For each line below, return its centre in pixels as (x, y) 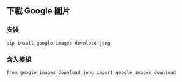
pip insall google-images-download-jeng (59, 43)
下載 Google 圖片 (38, 11)
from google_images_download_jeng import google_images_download (91, 72)
